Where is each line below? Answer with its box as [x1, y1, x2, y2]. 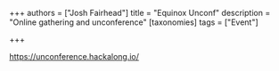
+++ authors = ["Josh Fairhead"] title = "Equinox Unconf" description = [9, 8, 271, 18]
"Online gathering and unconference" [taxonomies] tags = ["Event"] [9, 17, 258, 28]
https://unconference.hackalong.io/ [9, 51, 140, 61]
